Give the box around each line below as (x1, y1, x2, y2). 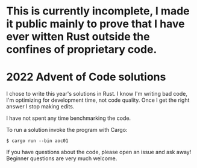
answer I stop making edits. (6, 103, 75, 110)
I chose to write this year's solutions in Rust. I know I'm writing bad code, (6, 90, 188, 98)
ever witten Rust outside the (6, 30, 150, 43)
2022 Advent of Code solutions (6, 70, 166, 84)
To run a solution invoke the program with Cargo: (6, 126, 128, 134)
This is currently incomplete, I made (6, 4, 190, 18)
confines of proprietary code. (6, 43, 157, 57)
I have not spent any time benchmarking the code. (6, 114, 131, 122)
